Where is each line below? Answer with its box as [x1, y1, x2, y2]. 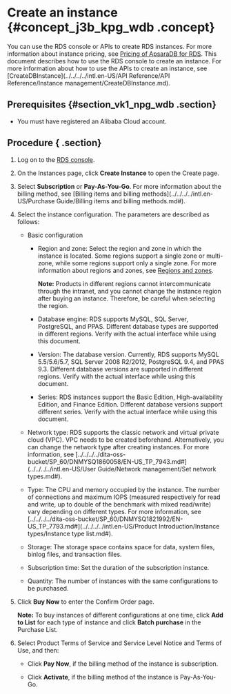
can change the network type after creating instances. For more [27, 442, 210, 451]
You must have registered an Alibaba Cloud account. [17, 117, 167, 125]
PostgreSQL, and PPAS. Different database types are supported [37, 322, 219, 330]
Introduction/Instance [158, 522, 220, 530]
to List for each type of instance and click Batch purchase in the [17, 618, 201, 626]
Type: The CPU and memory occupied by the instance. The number [27, 485, 220, 493]
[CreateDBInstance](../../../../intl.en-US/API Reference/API [7, 71, 170, 80]
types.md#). [27, 472, 63, 480]
